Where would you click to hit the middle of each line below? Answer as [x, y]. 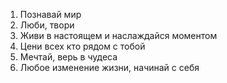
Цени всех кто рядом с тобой [82, 46]
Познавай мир [50, 14]
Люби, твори [47, 25]
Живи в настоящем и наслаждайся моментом [118, 35]
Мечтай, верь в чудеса [68, 57]
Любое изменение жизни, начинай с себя [109, 67]
